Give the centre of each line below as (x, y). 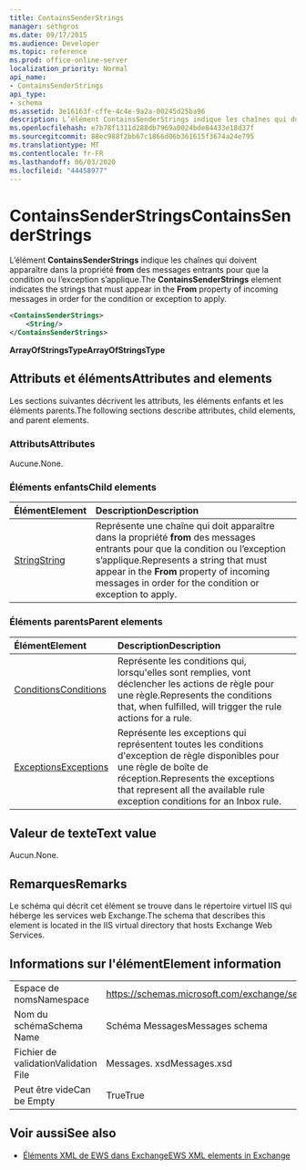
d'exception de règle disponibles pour (198, 755)
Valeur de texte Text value (83, 834)
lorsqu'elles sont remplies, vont (184, 672)
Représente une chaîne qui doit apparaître (185, 526)
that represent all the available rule (191, 790)
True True (125, 1095)
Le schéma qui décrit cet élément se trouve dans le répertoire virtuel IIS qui (151, 906)
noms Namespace (51, 999)
